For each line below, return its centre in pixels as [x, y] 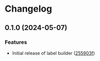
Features [16, 42]
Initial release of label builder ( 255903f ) [53, 53]
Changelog [28, 9]
